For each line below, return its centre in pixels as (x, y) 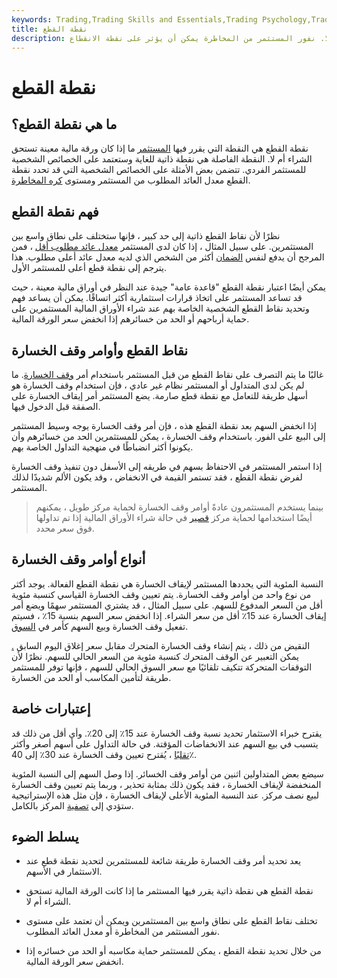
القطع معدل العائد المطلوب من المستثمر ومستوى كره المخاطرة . (131, 180)
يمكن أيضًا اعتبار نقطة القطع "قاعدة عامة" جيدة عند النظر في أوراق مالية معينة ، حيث (168, 287)
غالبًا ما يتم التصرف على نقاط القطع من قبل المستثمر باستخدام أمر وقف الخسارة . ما (167, 374)
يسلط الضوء (45, 837)
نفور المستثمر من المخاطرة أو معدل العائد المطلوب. (122, 932)
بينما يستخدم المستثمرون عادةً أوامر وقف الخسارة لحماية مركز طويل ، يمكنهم (179, 507)
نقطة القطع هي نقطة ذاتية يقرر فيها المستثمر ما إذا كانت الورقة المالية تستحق (169, 891)
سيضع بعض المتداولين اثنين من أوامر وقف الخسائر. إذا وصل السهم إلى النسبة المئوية (167, 773)
